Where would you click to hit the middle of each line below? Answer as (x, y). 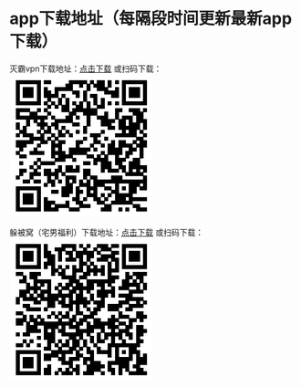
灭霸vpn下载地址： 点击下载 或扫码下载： (86, 68)
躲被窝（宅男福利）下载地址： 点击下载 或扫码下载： (106, 232)
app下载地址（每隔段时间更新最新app (151, 19)
